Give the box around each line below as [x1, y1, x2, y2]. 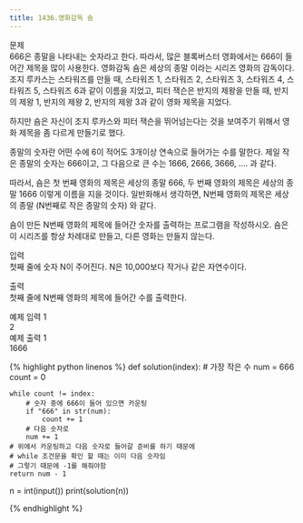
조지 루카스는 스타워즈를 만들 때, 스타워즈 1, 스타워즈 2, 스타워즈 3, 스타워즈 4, [9, 74, 285, 85]
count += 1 [42, 415, 83, 424]
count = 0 [9, 371, 46, 382]
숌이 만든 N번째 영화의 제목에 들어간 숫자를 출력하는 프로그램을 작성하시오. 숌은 [9, 219, 288, 230]
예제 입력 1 [9, 311, 47, 322]
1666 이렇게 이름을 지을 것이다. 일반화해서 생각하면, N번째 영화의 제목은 [18, 188, 273, 199]
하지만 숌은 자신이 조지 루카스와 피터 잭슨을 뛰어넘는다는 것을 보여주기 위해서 [9, 116, 281, 126]
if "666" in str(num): [25, 407, 112, 416]
